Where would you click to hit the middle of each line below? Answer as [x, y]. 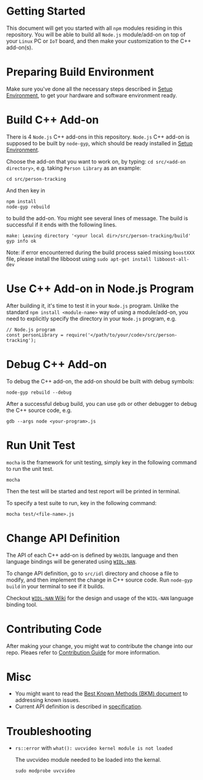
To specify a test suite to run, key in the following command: [82, 503]
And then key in [26, 190]
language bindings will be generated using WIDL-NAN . [72, 562]
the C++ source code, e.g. [39, 410]
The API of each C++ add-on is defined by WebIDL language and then [92, 555]
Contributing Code [54, 629]
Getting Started [46, 11]
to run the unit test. [30, 468]
